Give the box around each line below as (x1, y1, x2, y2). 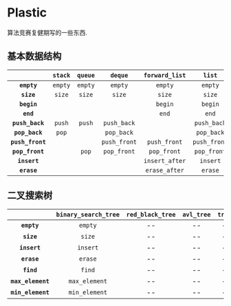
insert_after (143, 157, 186, 164)
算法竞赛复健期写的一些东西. (7, 28, 88, 36)
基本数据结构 (7, 50, 62, 63)
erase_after (145, 166, 184, 174)
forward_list (143, 71, 186, 79)
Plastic (7, 5, 47, 21)
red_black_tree (126, 210, 176, 218)
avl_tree (181, 210, 211, 218)
